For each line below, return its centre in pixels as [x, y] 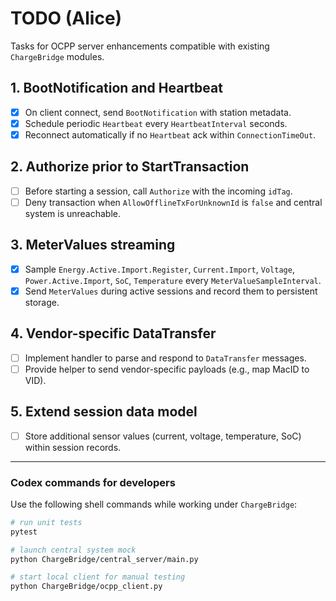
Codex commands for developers [93, 482]
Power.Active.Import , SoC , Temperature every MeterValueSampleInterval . [173, 280]
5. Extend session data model [104, 412]
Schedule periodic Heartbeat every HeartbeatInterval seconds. [156, 123]
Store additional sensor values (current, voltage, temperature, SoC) [163, 436]
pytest [24, 532]
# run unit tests [46, 522]
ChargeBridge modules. [57, 56]
